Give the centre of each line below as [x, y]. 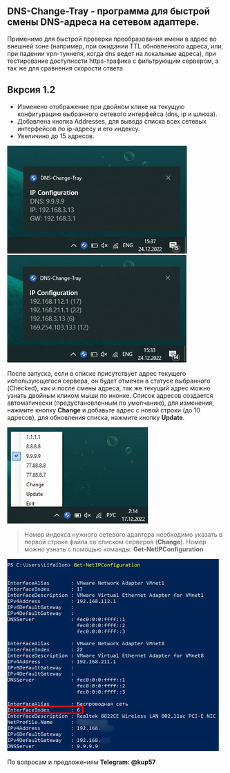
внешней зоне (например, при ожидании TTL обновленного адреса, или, [115, 46]
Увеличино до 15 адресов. [56, 136]
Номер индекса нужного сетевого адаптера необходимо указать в [123, 534]
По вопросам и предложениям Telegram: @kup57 [82, 762]
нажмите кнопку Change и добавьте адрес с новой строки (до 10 [104, 410]
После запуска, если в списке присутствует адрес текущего [97, 373]
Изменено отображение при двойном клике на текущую [101, 106]
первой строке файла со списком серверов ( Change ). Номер [115, 542]
